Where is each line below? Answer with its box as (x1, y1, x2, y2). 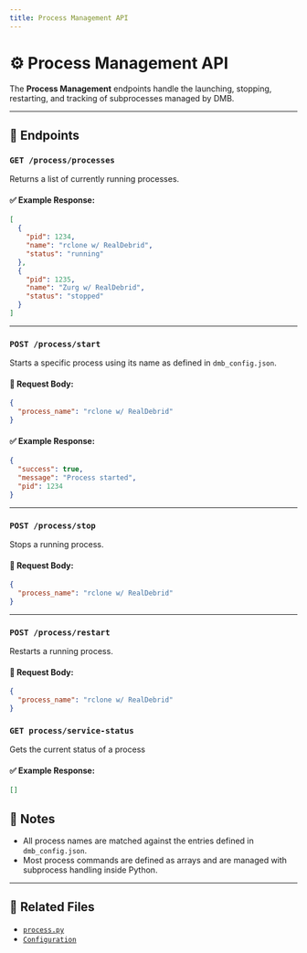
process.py (22, 925, 65, 935)
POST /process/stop (9, 520, 96, 531)
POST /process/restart (9, 627, 111, 638)
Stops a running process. (9, 538, 104, 549)
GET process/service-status (9, 725, 134, 736)
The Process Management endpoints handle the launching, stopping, (9, 83, 272, 94)
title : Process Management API (9, 13, 129, 23)
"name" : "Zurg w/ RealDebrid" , (26, 283, 145, 292)
